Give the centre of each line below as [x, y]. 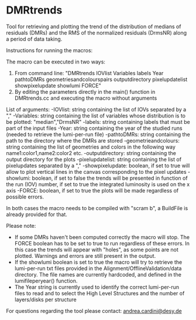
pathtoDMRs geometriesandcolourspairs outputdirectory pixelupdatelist [101, 79]
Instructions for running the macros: [49, 50]
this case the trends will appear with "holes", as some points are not [96, 250]
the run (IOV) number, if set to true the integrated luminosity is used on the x [98, 184]
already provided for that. [37, 214]
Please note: [21, 225]
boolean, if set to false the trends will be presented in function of [110, 178]
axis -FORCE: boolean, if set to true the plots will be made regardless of [92, 190]
